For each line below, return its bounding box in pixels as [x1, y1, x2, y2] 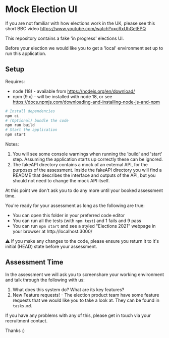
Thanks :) [5, 327, 25, 333]
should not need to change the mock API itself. [12, 178, 110, 183]
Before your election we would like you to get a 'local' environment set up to [5, 45, 163, 51]
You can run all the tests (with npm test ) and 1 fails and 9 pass [12, 218, 142, 224]
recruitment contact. [5, 317, 48, 323]
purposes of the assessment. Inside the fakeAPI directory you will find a [12, 167, 162, 173]
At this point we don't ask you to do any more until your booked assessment [5, 187, 163, 193]
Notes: [5, 141, 19, 147]
